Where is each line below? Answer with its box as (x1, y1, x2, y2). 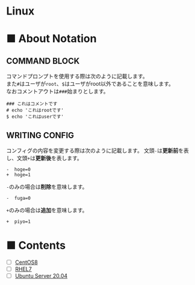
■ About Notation (6, 32, 97, 46)
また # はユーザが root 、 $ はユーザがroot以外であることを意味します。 (6, 80, 175, 88)
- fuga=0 (6, 195, 31, 201)
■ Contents (6, 239, 66, 252)
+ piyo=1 (6, 219, 31, 225)
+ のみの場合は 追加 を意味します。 (6, 207, 88, 214)
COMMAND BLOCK (6, 56, 80, 66)
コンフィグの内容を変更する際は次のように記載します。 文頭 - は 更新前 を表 (6, 147, 190, 154)
